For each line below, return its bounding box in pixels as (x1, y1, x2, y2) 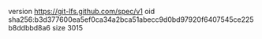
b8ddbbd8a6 (8, 23, 51, 32)
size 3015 (52, 23, 84, 32)
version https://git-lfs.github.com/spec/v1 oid (8, 7, 155, 16)
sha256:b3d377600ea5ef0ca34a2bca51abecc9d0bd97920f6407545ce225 (8, 15, 254, 24)
